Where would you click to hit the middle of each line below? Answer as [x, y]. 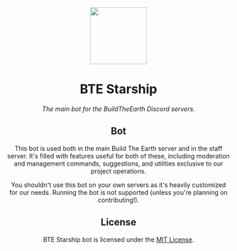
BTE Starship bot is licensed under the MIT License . [118, 239]
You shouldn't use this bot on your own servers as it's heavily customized [118, 185]
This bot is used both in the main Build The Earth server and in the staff [118, 148]
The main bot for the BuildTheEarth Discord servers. [118, 109]
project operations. [118, 171]
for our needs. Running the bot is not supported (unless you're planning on [118, 192]
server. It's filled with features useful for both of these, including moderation [118, 156]
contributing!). [118, 200]
